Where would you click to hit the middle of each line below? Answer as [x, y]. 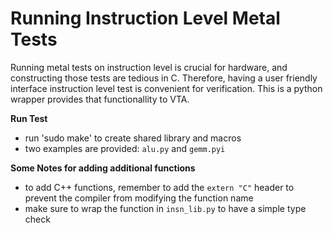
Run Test [29, 118]
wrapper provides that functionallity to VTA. [100, 99]
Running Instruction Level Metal [145, 18]
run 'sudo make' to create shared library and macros [133, 138]
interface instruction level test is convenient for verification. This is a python [166, 88]
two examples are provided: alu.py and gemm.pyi [125, 148]
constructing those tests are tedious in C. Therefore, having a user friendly [164, 78]
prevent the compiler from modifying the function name [139, 198]
